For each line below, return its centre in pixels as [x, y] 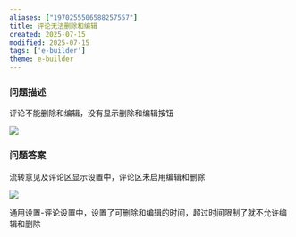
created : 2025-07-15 [48, 34]
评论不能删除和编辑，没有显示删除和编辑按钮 [92, 114]
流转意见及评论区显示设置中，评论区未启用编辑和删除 [107, 176]
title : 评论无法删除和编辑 [54, 26]
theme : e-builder [42, 59]
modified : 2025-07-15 [50, 42]
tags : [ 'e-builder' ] [48, 51]
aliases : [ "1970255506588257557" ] [74, 17]
